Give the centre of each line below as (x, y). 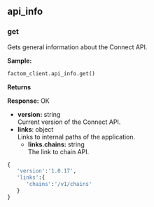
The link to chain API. (58, 151)
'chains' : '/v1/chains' (59, 184)
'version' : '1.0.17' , (47, 171)
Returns (19, 87)
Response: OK (29, 101)
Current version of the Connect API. (69, 122)
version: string (39, 114)
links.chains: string (56, 144)
